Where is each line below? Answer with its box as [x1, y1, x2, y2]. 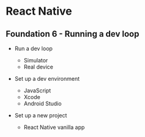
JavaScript [23, 87, 51, 94]
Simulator [23, 57, 48, 64]
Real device [23, 63, 53, 70]
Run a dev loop [14, 45, 53, 52]
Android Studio [23, 100, 62, 107]
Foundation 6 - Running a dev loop [6, 29, 139, 39]
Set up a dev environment [14, 75, 80, 82]
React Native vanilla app [23, 124, 85, 131]
